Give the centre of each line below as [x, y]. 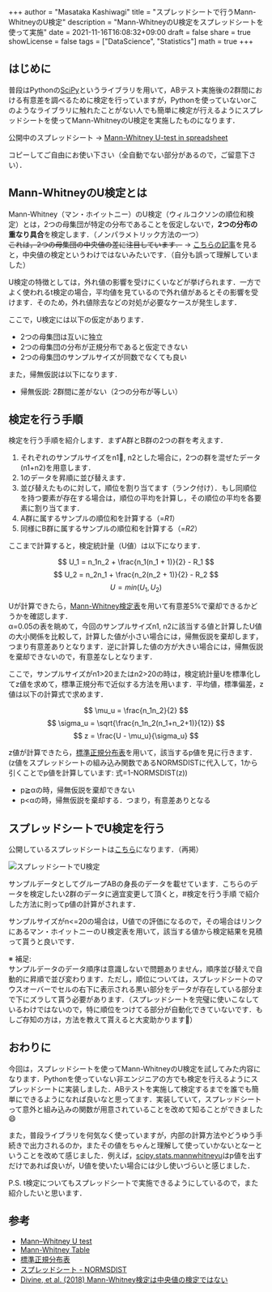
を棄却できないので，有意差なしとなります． [83, 657]
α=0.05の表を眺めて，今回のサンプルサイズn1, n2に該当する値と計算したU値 [135, 626]
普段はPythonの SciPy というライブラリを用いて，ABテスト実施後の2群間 [128, 90]
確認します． [51, 616]
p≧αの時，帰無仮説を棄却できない [77, 790]
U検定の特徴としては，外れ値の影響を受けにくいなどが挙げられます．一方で [135, 281]
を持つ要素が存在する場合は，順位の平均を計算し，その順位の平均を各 [137, 498]
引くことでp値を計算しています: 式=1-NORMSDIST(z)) [98, 773]
